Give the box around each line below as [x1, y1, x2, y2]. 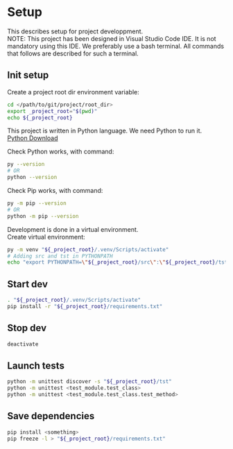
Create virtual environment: [7, 232, 85, 241]
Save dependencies [7, 410, 95, 422]
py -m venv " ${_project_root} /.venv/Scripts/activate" [7, 246, 169, 253]
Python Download [7, 134, 58, 142]
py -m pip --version [7, 200, 67, 207]
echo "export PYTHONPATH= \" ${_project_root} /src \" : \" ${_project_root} [7, 259, 216, 266]
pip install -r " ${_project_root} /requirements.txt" [7, 303, 163, 310]
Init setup [7, 69, 49, 81]
